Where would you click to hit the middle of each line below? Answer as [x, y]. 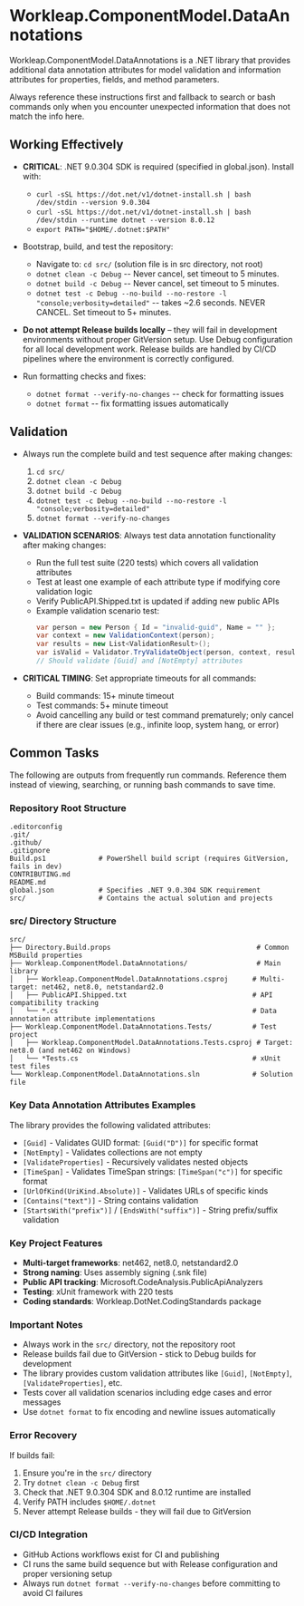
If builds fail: [33, 1455]
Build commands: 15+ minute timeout [105, 695]
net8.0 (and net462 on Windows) [70, 1051]
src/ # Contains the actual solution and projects [141, 898]
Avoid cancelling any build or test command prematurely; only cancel [165, 715]
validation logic [64, 591]
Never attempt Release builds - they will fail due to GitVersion [137, 1511]
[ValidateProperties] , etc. [72, 1383]
